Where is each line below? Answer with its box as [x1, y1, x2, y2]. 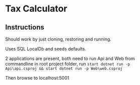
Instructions [5, 23, 44, 31]
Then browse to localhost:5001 [5, 75, 69, 80]
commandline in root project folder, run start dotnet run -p [5, 61, 130, 66]
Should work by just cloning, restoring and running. [5, 36, 112, 42]
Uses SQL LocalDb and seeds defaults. [5, 46, 87, 51]
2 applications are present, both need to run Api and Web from [5, 55, 135, 61]
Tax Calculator [5, 3, 67, 14]
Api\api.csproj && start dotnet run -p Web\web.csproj [5, 66, 123, 71]
